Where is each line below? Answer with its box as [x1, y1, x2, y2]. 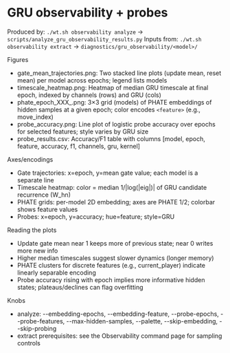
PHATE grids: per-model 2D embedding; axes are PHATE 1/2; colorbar [16, 197, 216, 206]
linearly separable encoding [16, 268, 96, 277]
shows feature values [16, 205, 78, 213]
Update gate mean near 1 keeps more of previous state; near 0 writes [16, 239, 214, 247]
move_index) [16, 112, 54, 121]
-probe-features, [16, 317, 65, 325]
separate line [16, 175, 54, 184]
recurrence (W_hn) [16, 191, 71, 199]
